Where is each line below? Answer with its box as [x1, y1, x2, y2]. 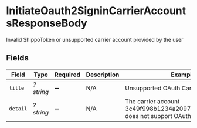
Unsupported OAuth [125, 84, 181, 92]
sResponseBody [6, 16, 88, 30]
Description [86, 70, 120, 79]
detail [9, 105, 28, 112]
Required [55, 70, 81, 79]
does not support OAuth [125, 112, 192, 120]
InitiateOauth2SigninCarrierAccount [6, 4, 186, 18]
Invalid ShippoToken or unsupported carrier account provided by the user [6, 36, 184, 43]
